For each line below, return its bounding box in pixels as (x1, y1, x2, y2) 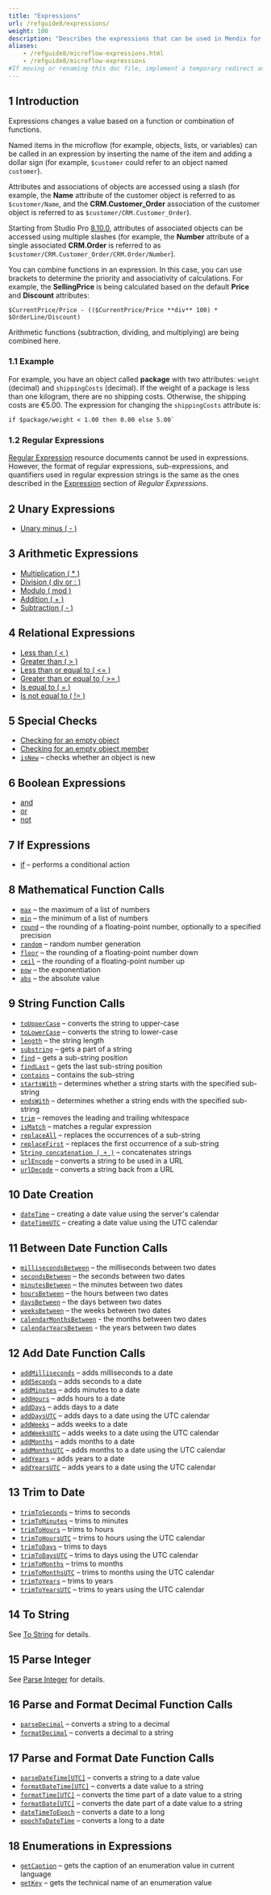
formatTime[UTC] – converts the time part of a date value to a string (19, 1790, 243, 1800)
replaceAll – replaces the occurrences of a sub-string (19, 1130, 201, 1140)
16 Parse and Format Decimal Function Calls (8, 1698, 233, 1711)
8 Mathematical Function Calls (8, 883, 165, 897)
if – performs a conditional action (19, 860, 131, 869)
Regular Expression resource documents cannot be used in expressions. (8, 453, 249, 463)
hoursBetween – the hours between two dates (19, 1288, 169, 1298)
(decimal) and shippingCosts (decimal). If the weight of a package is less (8, 383, 250, 392)
